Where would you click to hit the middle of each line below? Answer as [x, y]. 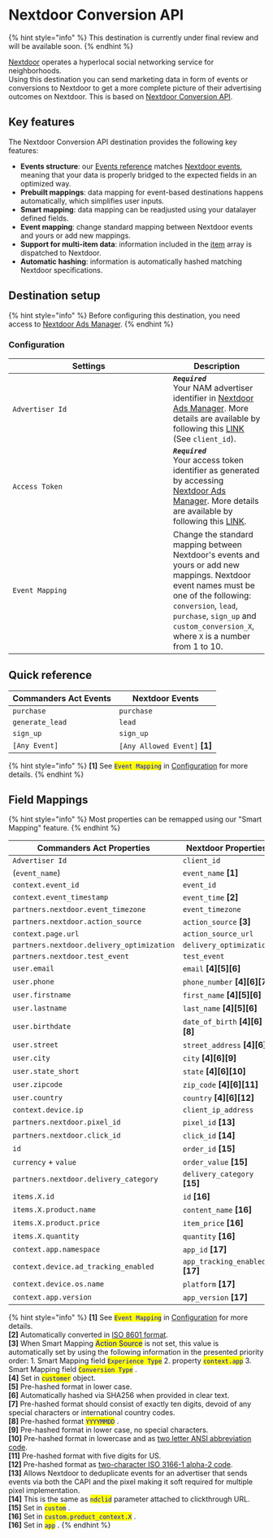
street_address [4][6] [224, 1045]
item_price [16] [213, 1223]
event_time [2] [210, 897]
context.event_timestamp [61, 898]
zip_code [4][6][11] [220, 1084]
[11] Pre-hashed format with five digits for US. [85, 1456]
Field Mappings [48, 800]
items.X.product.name [54, 1210]
